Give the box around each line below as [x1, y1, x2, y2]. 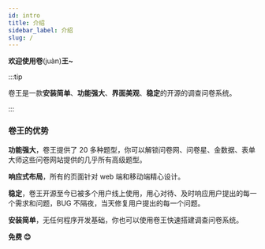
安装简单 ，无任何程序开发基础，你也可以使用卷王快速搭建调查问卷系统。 [8, 215, 243, 224]
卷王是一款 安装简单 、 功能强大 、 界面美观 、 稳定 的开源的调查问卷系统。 [8, 89, 237, 98]
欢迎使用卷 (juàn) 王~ [8, 56, 73, 66]
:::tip [8, 72, 23, 81]
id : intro [8, 11, 41, 20]
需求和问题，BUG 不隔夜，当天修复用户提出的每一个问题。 [14, 198, 205, 208]
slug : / [8, 33, 34, 42]
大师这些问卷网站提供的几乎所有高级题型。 [8, 155, 147, 164]
